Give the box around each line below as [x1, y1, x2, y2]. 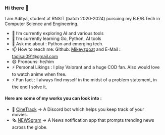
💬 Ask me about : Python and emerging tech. [11, 41, 104, 47]
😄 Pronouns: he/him [11, 59, 54, 65]
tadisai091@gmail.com [11, 54, 58, 60]
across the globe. [11, 124, 48, 130]
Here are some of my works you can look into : [4, 95, 102, 101]
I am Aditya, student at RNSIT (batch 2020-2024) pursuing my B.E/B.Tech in [4, 16, 161, 22]
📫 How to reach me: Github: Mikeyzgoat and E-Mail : [11, 46, 121, 52]
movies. [11, 111, 28, 117]
